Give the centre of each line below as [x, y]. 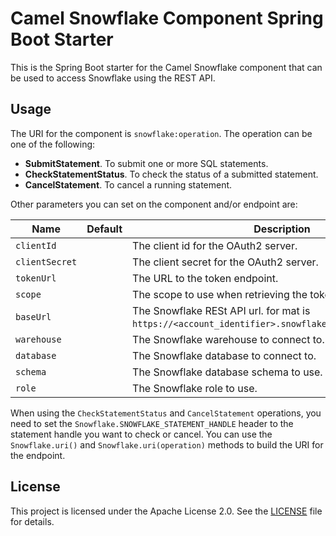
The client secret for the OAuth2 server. [225, 262]
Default [104, 229]
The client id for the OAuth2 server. [215, 245]
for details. [32, 521]
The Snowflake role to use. [195, 388]
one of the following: [53, 144]
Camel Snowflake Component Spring [167, 18]
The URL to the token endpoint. [205, 278]
